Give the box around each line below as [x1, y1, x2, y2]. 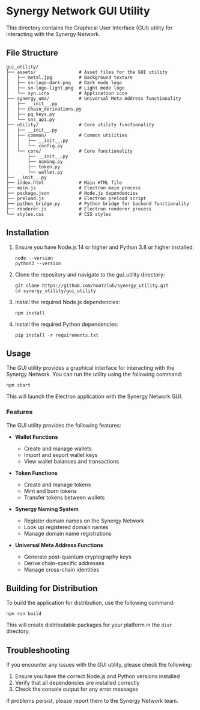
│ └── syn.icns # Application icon [6, 90, 128, 96]
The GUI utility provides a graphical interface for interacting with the [6, 364, 175, 372]
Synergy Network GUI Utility [6, 4, 150, 18]
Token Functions [14, 469, 58, 476]
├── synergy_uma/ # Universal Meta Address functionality [6, 95, 181, 102]
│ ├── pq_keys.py [6, 111, 55, 117]
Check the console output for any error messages [14, 685, 139, 693]
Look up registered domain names [23, 523, 109, 530]
